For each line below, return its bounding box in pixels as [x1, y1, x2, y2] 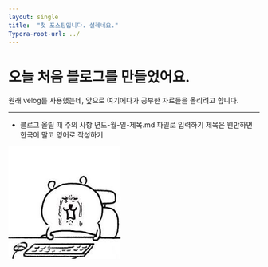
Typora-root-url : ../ [8, 30, 81, 38]
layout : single [8, 13, 59, 21]
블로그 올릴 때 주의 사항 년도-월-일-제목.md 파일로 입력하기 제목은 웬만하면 [19, 120, 253, 130]
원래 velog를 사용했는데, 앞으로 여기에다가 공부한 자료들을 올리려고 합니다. [8, 96, 239, 106]
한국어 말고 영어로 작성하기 [19, 130, 104, 140]
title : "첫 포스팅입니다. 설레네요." [8, 21, 119, 30]
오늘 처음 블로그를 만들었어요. [8, 68, 191, 86]
